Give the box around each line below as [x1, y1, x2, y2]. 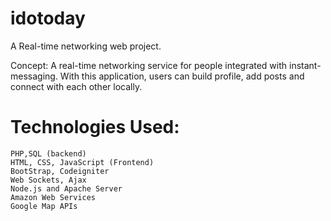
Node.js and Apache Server [10, 183, 123, 194]
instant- [289, 59, 322, 71]
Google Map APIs [10, 201, 78, 211]
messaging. [10, 70, 58, 82]
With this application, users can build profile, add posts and [59, 70, 305, 82]
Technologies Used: [10, 116, 180, 139]
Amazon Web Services [10, 192, 97, 202]
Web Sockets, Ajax [10, 175, 87, 185]
